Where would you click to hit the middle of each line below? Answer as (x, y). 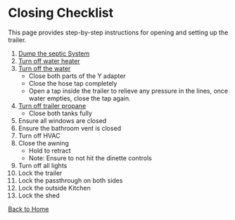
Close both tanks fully (60, 113)
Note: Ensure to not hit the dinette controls (90, 158)
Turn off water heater (49, 60)
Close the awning (44, 143)
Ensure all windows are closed (62, 120)
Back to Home (28, 209)
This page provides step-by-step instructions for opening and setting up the (118, 32)
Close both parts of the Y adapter (77, 76)
